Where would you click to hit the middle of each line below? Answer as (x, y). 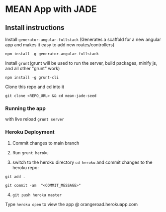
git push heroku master (37, 195)
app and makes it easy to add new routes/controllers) (60, 45)
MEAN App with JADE (51, 9)
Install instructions (35, 28)
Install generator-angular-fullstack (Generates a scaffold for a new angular (83, 39)
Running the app (26, 108)
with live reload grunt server (35, 119)
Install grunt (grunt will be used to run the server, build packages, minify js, (81, 63)
